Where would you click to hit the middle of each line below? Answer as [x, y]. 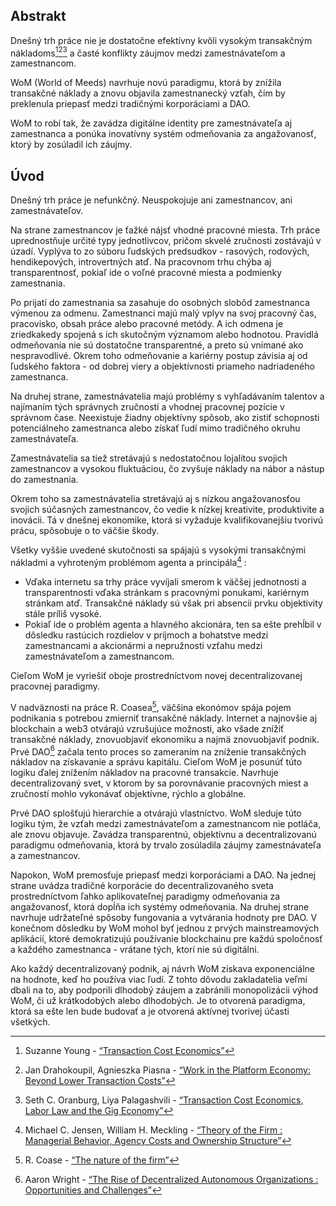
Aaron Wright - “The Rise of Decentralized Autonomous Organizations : [171, 1180]
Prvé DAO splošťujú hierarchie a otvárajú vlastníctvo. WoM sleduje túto [156, 813]
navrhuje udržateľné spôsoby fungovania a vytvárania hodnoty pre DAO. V [164, 918]
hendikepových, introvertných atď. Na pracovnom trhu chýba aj [141, 262]
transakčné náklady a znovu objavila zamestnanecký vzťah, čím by [148, 93]
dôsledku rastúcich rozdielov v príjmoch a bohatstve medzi [146, 635]
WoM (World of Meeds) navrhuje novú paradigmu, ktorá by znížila [146, 83]
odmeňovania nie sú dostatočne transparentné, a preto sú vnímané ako [157, 345]
